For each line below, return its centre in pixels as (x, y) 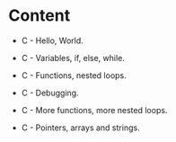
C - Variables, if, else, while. (73, 58)
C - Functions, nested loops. (74, 75)
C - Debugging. (50, 93)
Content (40, 16)
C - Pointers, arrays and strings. (80, 128)
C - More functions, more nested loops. (94, 110)
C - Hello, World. (53, 40)
